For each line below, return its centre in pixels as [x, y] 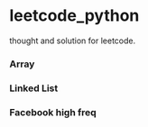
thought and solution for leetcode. [73, 41]
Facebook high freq [53, 112]
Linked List [34, 88]
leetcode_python [74, 16]
